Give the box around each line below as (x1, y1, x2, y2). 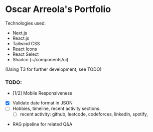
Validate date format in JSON (12, 100, 73, 106)
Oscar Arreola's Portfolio (5, 4, 111, 15)
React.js (12, 35, 30, 41)
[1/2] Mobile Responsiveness (12, 90, 73, 96)
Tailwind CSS (12, 40, 40, 46)
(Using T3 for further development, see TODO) (5, 66, 102, 72)
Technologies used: (5, 20, 46, 26)
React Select (12, 51, 39, 57)
